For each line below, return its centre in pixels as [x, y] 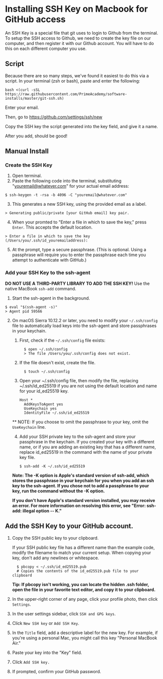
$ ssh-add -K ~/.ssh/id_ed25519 [52, 466]
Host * [26, 400]
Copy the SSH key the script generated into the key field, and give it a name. [81, 126]
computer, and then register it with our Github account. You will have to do [80, 43]
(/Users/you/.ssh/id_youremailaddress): [47, 241]
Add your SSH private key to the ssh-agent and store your [77, 437]
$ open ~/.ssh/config [46, 349]
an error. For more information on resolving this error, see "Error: [79, 505]
